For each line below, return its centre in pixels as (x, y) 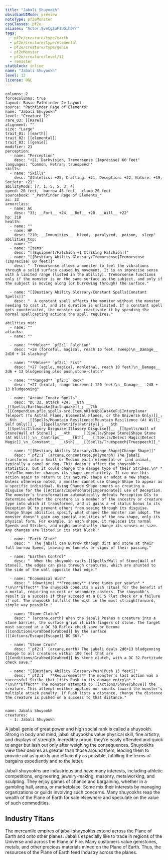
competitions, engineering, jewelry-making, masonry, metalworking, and (80, 776)
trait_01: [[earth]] (27, 133)
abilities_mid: (21, 323)
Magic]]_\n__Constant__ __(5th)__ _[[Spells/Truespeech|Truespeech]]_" (83, 442)
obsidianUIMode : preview (31, 15)
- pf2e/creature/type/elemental (44, 43)
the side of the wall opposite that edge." (51, 569)
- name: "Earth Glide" (33, 539)
